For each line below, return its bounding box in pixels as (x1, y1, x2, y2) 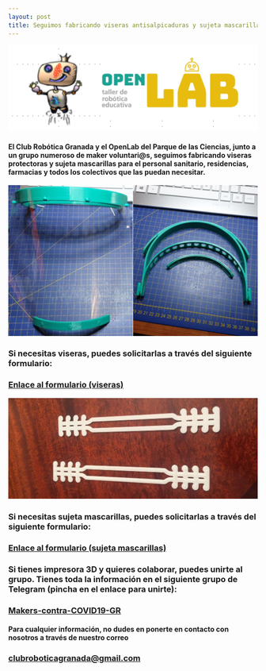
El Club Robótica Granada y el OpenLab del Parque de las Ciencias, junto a (8, 141, 256, 151)
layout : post (8, 13, 51, 21)
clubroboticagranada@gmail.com (8, 653, 141, 664)
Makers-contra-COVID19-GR (8, 604, 121, 615)
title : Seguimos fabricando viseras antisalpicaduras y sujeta (8, 21, 222, 29)
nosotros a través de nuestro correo (8, 633, 129, 642)
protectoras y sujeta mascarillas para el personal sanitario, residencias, (8, 159, 249, 168)
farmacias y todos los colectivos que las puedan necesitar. (8, 167, 206, 176)
